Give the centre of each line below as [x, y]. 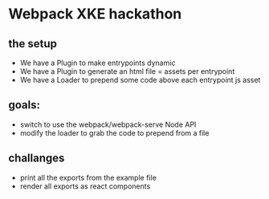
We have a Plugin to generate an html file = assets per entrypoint [127, 71]
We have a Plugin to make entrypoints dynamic [98, 63]
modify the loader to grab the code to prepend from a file [114, 132]
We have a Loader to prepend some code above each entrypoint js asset [140, 80]
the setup [33, 44]
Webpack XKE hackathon [95, 14]
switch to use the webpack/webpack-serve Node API [108, 124]
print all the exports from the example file [88, 177]
